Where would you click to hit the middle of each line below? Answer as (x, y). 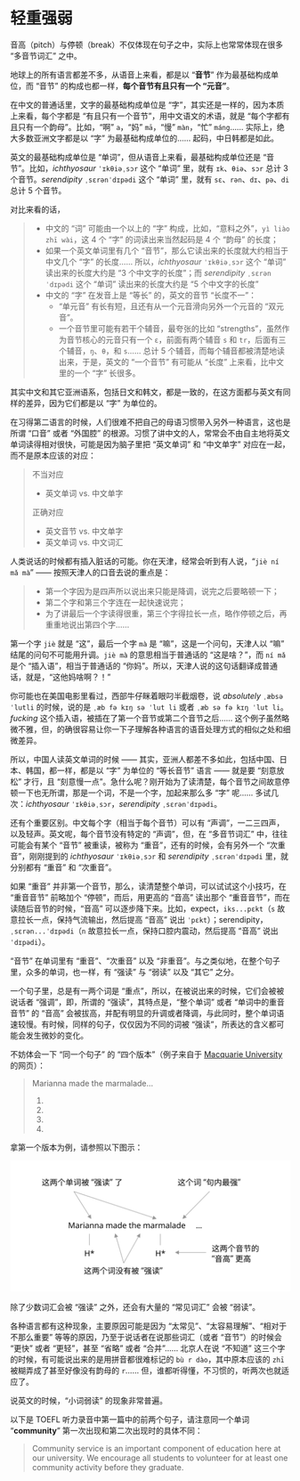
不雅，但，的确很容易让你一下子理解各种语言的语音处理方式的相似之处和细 (154, 729)
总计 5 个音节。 (38, 190)
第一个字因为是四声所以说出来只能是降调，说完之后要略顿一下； (162, 591)
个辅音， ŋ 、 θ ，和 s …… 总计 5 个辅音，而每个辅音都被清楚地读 (172, 350)
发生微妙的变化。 (57, 1035)
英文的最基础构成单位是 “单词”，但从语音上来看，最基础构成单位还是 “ (138, 157)
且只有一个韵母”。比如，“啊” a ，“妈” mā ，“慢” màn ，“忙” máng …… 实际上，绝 (148, 126)
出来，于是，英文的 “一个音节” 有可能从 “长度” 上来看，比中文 (171, 362)
